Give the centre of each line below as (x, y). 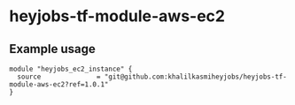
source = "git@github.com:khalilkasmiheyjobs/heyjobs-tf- (152, 77)
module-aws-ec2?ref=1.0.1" (59, 85)
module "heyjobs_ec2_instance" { (71, 69)
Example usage (52, 49)
